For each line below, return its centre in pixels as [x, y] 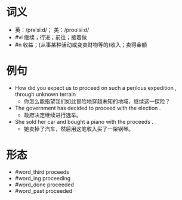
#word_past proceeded [44, 190]
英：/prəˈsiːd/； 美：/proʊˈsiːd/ [52, 30]
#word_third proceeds [42, 172]
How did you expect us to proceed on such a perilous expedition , [96, 87]
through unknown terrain [45, 94]
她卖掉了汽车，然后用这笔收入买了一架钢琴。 [79, 129]
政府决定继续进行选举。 [53, 115]
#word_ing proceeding [43, 178]
